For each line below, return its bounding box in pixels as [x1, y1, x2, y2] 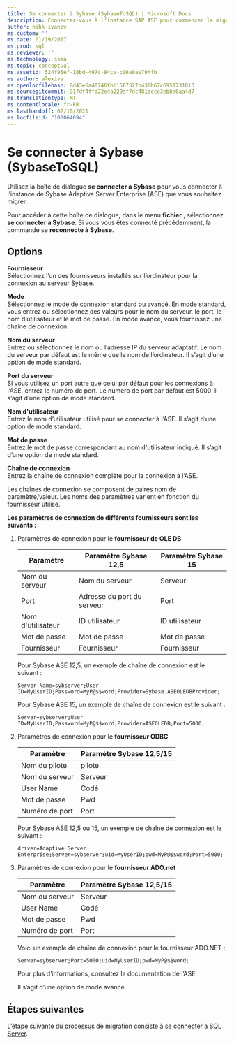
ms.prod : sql [7, 43, 45, 50]
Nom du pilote [20, 761, 68, 771]
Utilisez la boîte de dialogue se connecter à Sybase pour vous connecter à [7, 182, 223, 191]
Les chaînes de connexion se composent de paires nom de [7, 485, 177, 493]
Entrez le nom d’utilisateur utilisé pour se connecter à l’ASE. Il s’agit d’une [7, 415, 217, 423]
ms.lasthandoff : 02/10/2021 [7, 108, 89, 115]
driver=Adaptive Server [17, 845, 87, 853]
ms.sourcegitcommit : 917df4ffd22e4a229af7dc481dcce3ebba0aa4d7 [7, 88, 195, 95]
